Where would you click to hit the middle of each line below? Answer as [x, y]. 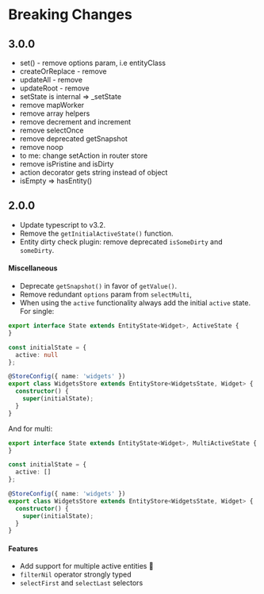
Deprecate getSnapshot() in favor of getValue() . [98, 286]
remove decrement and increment [75, 122]
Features [23, 548]
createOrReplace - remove [63, 71]
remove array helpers [55, 113]
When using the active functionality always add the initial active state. [135, 303]
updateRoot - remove [54, 88]
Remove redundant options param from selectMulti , [105, 294]
